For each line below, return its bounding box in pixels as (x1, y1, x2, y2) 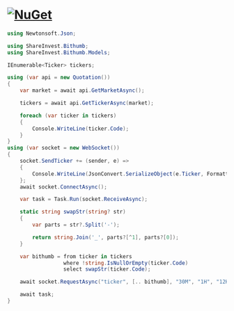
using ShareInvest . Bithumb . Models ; (7, 49, 111, 56)
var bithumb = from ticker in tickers (19, 253, 132, 260)
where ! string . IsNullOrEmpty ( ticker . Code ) (63, 260, 189, 266)
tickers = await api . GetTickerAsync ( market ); (19, 99, 155, 107)
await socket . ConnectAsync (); (19, 183, 108, 191)
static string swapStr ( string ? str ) (19, 209, 127, 216)
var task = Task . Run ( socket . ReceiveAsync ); (19, 196, 148, 203)
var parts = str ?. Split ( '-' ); (32, 221, 120, 229)
